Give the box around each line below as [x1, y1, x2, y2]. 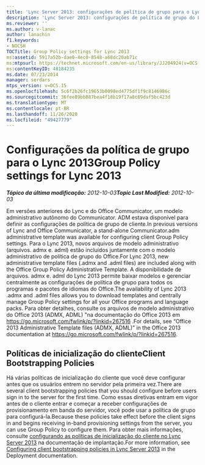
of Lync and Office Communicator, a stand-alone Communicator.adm [6, 227, 180, 234]
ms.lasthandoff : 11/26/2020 [6, 111, 78, 117]
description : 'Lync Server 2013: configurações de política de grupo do [6, 15, 195, 21]
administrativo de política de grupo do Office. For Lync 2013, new [6, 253, 169, 260]
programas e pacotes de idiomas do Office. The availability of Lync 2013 [6, 285, 187, 293]
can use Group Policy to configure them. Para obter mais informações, [6, 426, 184, 433]
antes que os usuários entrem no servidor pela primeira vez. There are [6, 381, 182, 387]
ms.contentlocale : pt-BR [6, 105, 70, 112]
